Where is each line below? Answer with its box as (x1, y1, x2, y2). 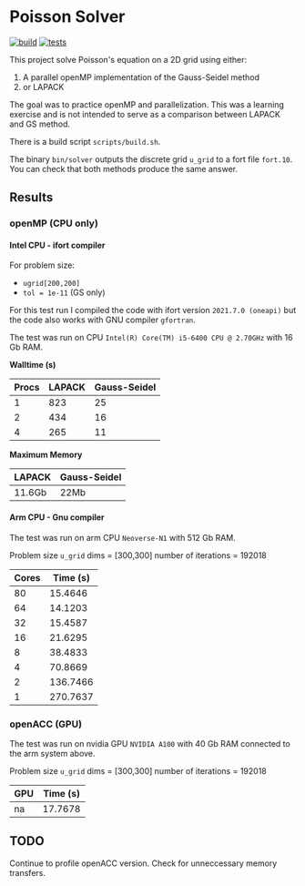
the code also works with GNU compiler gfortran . (9, 314, 196, 325)
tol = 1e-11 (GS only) (22, 287, 107, 298)
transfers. (9, 867, 46, 878)
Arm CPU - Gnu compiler (9, 512, 105, 523)
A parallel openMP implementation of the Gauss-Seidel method (22, 71, 259, 83)
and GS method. (9, 118, 71, 129)
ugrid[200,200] (22, 280, 81, 289)
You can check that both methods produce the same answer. (9, 163, 239, 174)
